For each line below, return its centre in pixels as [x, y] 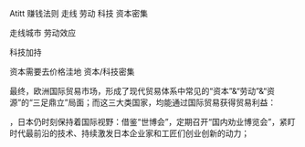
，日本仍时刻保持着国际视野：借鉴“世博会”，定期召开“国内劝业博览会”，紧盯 [152, 122]
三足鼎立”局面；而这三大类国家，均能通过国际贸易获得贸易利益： [154, 102]
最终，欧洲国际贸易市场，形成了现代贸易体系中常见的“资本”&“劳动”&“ [138, 91]
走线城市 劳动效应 [42, 33]
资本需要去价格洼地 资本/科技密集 [72, 72]
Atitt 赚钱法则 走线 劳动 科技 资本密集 [79, 13]
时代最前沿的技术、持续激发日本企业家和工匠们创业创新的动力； [129, 133]
